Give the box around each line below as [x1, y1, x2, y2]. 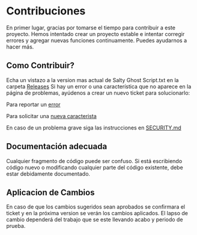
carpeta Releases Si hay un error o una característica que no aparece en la [6, 83, 192, 90]
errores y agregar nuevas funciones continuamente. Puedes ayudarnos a [6, 37, 187, 44]
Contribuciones [6, 4, 86, 18]
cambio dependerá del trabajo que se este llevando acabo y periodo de [6, 216, 183, 223]
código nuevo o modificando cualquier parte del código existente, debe [6, 164, 183, 171]
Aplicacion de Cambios [6, 187, 95, 197]
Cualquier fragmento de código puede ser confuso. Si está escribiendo [6, 157, 183, 164]
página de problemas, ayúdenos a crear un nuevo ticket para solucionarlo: [6, 89, 190, 97]
